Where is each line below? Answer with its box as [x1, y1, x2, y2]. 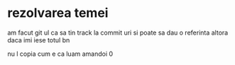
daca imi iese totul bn [7, 35, 70, 44]
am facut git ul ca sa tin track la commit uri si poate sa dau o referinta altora [7, 28, 229, 37]
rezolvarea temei [7, 5, 109, 21]
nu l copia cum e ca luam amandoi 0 [7, 49, 114, 58]
